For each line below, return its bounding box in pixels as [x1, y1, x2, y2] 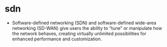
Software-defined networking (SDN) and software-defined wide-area [12, 20, 157, 26]
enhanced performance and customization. [12, 36, 102, 42]
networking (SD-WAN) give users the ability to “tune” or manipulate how [12, 25, 162, 31]
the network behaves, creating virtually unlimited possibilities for [12, 30, 147, 36]
